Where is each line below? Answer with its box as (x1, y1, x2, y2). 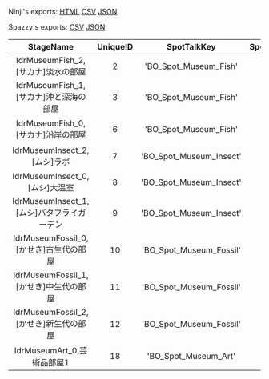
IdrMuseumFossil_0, (13, 233, 89, 243)
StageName (27, 42, 74, 52)
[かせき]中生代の (15, 281, 78, 292)
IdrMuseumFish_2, (15, 55, 86, 66)
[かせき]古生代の (15, 244, 78, 255)
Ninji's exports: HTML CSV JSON (8, 7, 118, 16)
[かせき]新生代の (15, 318, 78, 329)
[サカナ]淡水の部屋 (15, 66, 86, 77)
